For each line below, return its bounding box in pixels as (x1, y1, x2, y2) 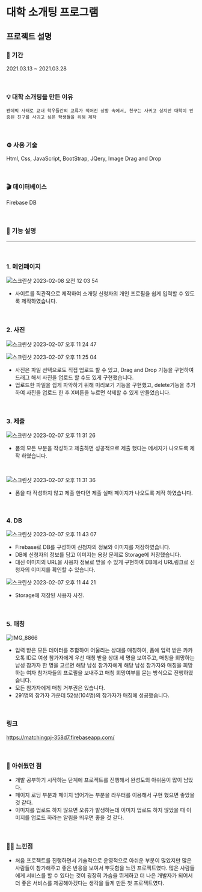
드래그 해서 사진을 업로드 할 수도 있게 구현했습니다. (14, 374, 134, 381)
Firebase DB (6, 199, 37, 206)
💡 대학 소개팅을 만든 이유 (6, 93, 73, 101)
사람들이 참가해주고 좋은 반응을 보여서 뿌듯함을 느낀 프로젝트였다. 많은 (14, 864, 179, 872)
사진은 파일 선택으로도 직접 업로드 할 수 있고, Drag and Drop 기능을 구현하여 (14, 366, 194, 373)
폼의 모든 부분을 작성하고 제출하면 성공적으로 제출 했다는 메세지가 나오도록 (14, 444, 189, 451)
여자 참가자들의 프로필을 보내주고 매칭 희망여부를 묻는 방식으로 (26, 669, 173, 676)
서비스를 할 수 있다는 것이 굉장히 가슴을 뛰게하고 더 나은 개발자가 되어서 (26, 872, 194, 879)
